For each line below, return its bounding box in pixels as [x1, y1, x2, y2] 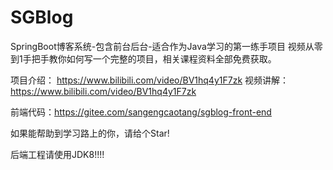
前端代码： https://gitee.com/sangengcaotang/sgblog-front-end [10, 106, 272, 118]
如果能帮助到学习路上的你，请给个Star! [10, 127, 170, 139]
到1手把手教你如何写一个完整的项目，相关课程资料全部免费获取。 [10, 52, 277, 65]
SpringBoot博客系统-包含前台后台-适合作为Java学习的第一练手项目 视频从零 [10, 40, 323, 52]
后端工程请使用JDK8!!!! [10, 148, 105, 160]
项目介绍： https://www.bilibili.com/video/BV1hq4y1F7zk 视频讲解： [10, 74, 289, 86]
